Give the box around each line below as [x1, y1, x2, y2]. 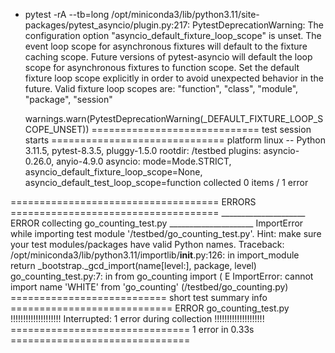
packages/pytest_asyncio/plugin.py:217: [24, 19, 191, 31]
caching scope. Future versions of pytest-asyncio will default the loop [24, 51, 313, 63]
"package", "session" [24, 94, 113, 105]
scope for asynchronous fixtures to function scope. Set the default [24, 62, 300, 73]
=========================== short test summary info [10, 292, 268, 303]
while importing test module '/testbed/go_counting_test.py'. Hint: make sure [10, 228, 322, 239]
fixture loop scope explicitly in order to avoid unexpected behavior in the [24, 72, 324, 84]
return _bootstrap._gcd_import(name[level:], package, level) [10, 260, 257, 271]
